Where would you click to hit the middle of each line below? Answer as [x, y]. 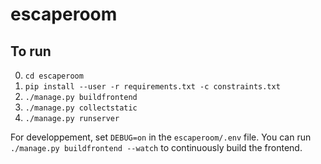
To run [31, 51]
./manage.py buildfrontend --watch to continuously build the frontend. [156, 147]
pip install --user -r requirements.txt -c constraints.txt [152, 87]
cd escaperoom [54, 76]
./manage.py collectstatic [81, 108]
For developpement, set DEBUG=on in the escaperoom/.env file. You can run [161, 137]
